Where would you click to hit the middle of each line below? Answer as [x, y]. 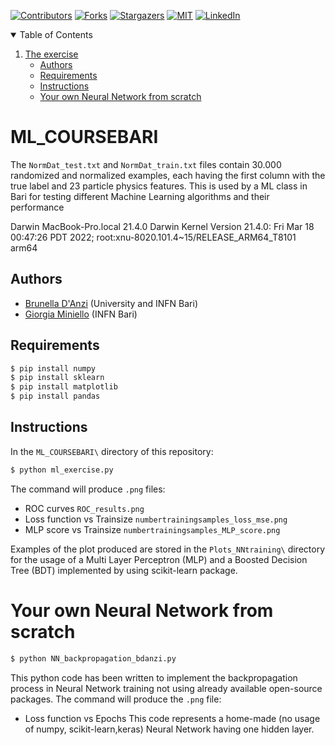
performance [37, 207]
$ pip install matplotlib [64, 387]
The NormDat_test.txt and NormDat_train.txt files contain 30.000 [146, 164]
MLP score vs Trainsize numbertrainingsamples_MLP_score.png [152, 529]
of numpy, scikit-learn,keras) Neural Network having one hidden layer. [169, 729]
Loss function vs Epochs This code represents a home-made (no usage [172, 718]
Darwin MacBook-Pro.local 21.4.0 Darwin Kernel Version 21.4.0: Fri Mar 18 [162, 226]
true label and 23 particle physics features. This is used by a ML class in [159, 186]
